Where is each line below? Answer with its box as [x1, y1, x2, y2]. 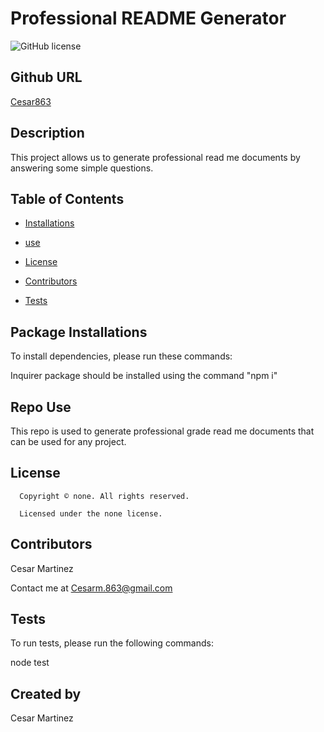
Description [10, 125, 85, 142]
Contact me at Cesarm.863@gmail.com [10, 582, 173, 594]
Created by [10, 685, 82, 702]
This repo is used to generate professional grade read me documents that [10, 425, 315, 437]
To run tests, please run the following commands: [10, 637, 214, 649]
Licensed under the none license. [19, 508, 163, 519]
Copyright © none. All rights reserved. [19, 491, 190, 501]
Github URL [10, 69, 83, 86]
